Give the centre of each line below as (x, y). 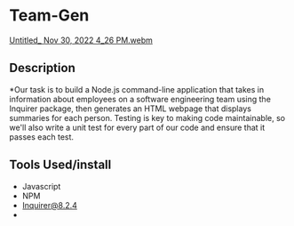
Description (42, 68)
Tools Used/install (60, 165)
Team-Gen (49, 16)
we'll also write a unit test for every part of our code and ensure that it (137, 127)
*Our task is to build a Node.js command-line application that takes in (137, 89)
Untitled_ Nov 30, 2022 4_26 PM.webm (81, 40)
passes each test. (41, 137)
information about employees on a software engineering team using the (140, 99)
